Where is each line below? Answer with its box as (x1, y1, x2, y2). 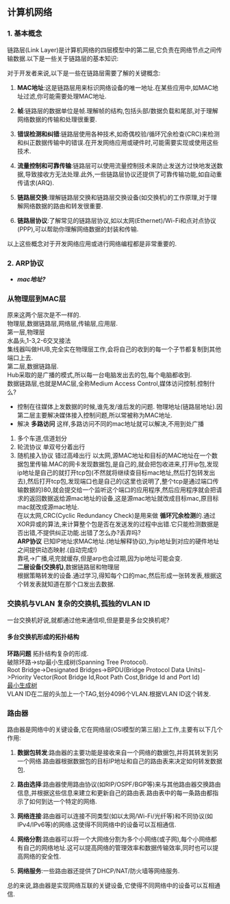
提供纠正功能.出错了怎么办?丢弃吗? (42, 529, 142, 537)
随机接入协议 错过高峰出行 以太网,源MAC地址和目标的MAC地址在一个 (16, 451, 212, 460)
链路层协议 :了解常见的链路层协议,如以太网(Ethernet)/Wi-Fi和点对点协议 (16, 216, 217, 224)
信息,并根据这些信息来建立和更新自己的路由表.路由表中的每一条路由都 (16, 789, 213, 797)
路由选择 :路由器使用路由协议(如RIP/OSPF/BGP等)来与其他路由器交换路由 (16, 781, 221, 789)
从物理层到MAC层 (7, 294, 66, 303)
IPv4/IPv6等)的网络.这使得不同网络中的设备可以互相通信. (16, 820, 177, 829)
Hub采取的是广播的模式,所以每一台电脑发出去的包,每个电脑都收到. (7, 371, 192, 379)
